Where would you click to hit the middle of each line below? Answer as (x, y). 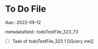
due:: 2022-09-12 (23, 22)
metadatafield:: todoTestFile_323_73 (42, 32)
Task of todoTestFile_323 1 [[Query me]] (53, 41)
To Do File (26, 9)
